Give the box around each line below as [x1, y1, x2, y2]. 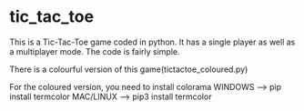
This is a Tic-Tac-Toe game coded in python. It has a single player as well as [9, 36, 296, 47]
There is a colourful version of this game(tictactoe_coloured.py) [9, 64, 248, 75]
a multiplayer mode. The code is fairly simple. [9, 45, 180, 56]
